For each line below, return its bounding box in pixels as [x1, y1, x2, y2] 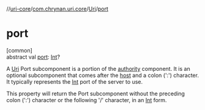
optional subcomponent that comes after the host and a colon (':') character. [6, 71, 199, 79]
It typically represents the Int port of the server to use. [6, 78, 143, 85]
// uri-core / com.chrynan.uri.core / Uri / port [6, 5, 109, 12]
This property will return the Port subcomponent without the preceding [6, 90, 185, 97]
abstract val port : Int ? [6, 53, 60, 61]
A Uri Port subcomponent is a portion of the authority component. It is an [6, 65, 191, 72]
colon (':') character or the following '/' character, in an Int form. [6, 96, 167, 103]
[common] [6, 46, 32, 54]
